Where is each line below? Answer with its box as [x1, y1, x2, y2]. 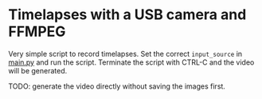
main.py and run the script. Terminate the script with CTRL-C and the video [8, 57, 255, 67]
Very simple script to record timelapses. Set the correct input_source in [8, 49, 243, 58]
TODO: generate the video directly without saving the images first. [8, 81, 225, 91]
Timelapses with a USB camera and [8, 6, 247, 24]
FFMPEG [8, 22, 66, 41]
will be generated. [8, 65, 68, 75]
